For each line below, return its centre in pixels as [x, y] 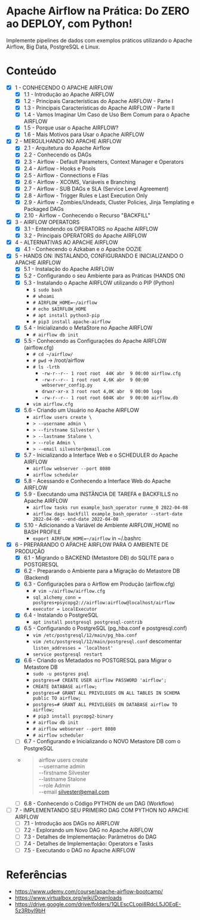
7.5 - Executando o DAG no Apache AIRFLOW [79, 850]
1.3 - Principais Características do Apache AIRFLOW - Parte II [99, 108]
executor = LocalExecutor [65, 610]
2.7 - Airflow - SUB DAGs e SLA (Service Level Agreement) [96, 188]
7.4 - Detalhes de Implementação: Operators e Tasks [88, 843]
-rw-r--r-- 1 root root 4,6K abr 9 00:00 [95, 380]
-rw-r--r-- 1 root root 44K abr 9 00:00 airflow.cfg [111, 373]
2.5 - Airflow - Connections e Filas [66, 175]
